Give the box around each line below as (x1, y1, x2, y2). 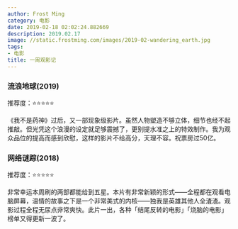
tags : (7, 43, 23, 50)
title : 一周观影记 (7, 57, 57, 64)
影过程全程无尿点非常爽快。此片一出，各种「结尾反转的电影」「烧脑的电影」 (7, 206, 228, 214)
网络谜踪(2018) (7, 153, 59, 163)
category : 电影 (7, 17, 50, 24)
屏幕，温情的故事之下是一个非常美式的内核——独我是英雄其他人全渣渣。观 (13, 196, 231, 206)
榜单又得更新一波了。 (7, 214, 69, 223)
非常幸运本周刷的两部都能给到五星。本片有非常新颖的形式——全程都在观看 (7, 188, 225, 196)
